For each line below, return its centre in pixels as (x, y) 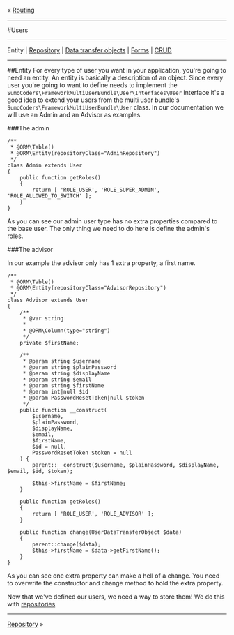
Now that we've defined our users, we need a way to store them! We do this (116, 597)
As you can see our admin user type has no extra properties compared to (112, 221)
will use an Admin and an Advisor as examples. (75, 115)
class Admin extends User (45, 165)
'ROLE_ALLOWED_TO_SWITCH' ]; (49, 196)
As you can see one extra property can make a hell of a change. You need (114, 576)
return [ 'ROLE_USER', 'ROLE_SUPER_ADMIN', (96, 190)
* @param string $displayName (67, 373)
